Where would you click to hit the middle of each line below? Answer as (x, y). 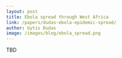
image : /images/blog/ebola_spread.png (53, 33)
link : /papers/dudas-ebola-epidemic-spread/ (61, 22)
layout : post (22, 11)
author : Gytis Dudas (31, 28)
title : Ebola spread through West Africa (57, 17)
